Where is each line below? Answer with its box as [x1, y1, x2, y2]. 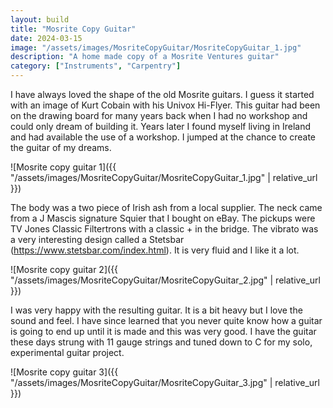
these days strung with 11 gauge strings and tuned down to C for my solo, [10, 336, 313, 348]
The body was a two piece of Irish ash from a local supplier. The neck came [10, 202, 323, 213]
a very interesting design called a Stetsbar [10, 234, 185, 245]
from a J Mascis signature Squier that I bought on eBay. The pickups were [10, 212, 316, 224]
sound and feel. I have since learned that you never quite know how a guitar [10, 315, 323, 326]
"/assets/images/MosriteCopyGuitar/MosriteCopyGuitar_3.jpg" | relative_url [10, 377, 320, 388]
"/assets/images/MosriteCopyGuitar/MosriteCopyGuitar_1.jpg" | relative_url [10, 172, 318, 183]
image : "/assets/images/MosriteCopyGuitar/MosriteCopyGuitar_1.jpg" [10, 42, 302, 53]
